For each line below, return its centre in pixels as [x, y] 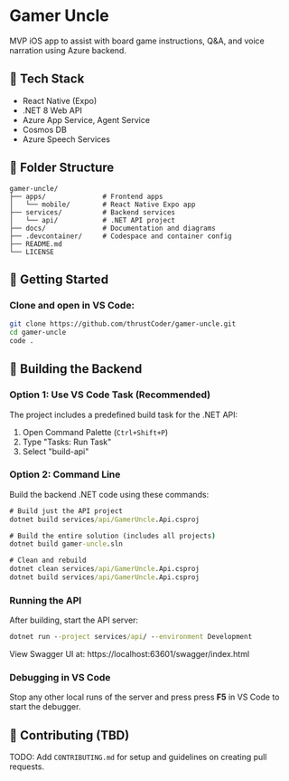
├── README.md [36, 244]
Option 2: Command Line [65, 474]
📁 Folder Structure [62, 168]
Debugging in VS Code [60, 678]
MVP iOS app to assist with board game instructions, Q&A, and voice [137, 41]
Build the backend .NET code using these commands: [109, 494]
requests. [27, 767]
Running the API [46, 600]
